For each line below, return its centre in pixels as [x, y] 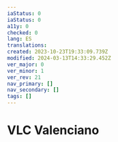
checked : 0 [23, 33]
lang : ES [19, 39]
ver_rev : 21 [24, 77]
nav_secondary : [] [33, 90]
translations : [27, 45]
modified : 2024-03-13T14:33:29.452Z [59, 58]
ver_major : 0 [26, 64]
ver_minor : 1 [26, 71]
